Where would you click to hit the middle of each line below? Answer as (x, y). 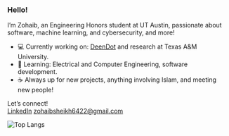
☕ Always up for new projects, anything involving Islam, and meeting (117, 80)
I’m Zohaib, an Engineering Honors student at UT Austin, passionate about (115, 25)
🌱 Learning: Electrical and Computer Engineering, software (103, 64)
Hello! (18, 10)
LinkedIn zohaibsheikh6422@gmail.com (65, 111)
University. (33, 57)
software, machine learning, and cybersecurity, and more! (91, 32)
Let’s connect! (28, 104)
